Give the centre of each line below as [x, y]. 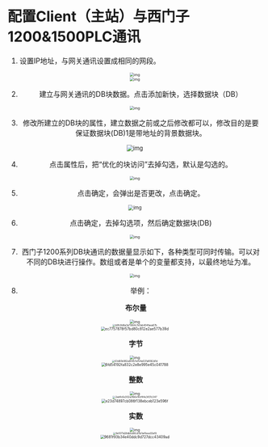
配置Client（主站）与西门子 [99, 17]
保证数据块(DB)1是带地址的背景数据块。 [141, 133]
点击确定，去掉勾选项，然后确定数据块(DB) [141, 222]
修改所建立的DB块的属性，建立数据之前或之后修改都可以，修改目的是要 [141, 123]
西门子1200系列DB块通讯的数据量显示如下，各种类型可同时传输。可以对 [141, 251]
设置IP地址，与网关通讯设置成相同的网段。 [90, 61]
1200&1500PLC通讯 [74, 37]
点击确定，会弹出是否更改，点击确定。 [141, 193]
